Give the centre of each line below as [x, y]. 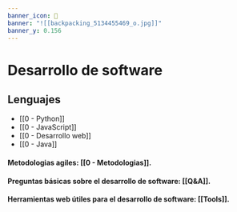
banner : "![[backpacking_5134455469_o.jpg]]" [84, 23]
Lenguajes [34, 100]
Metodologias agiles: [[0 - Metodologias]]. [80, 162]
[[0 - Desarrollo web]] [55, 136]
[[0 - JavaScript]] [48, 127]
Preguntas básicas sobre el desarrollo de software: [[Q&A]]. [109, 181]
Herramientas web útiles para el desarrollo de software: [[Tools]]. [118, 199]
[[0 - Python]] [42, 119]
